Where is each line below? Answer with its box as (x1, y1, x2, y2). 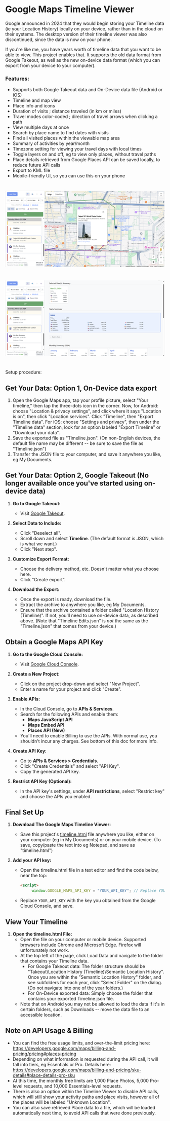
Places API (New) (27, 727, 65, 733)
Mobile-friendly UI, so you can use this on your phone (12, 173, 125, 179)
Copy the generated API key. (20, 768, 80, 774)
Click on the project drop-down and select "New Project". (20, 681, 140, 687)
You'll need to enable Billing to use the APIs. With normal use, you (20, 732, 158, 738)
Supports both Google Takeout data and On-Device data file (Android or (12, 87, 163, 93)
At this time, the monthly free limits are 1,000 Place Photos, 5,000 (12, 1077, 149, 1083)
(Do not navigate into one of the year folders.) (27, 985, 123, 991)
